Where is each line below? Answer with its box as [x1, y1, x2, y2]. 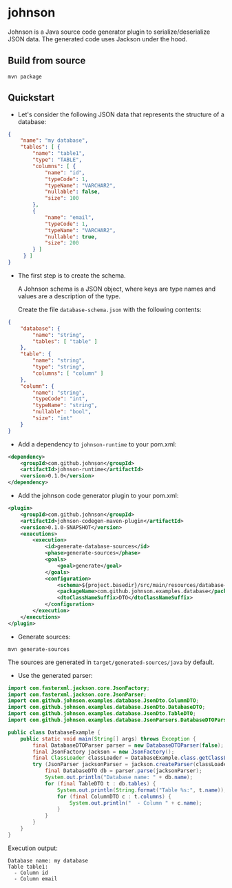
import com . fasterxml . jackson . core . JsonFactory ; [8, 684, 150, 692]
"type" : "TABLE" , [32, 156, 82, 163]
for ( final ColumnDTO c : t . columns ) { [56, 793, 171, 800]
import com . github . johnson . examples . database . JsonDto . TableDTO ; [8, 710, 196, 717]
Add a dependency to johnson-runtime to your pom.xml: [17, 440, 177, 448]
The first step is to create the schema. [17, 271, 126, 280]
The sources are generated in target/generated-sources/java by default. [8, 658, 215, 666]
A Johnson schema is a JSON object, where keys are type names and [17, 285, 216, 293]
